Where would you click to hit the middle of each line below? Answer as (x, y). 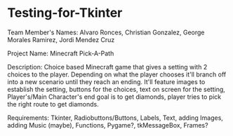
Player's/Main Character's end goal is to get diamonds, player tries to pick (114, 97)
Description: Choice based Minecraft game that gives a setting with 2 (107, 67)
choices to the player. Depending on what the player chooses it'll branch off (117, 74)
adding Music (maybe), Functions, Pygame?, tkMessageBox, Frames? (108, 125)
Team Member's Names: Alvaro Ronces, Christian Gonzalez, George (106, 32)
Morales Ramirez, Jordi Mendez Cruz (61, 39)
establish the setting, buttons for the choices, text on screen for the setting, (116, 89)
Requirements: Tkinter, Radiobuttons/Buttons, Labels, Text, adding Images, (115, 118)
